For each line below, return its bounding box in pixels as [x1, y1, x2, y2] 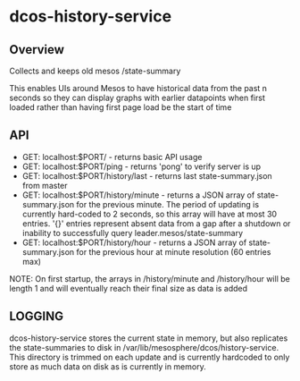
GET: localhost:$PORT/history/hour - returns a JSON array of [21, 237, 247, 248]
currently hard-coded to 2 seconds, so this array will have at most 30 [21, 208, 278, 219]
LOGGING [9, 309, 64, 324]
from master [21, 180, 69, 190]
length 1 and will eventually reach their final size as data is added [9, 283, 248, 293]
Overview [9, 42, 65, 57]
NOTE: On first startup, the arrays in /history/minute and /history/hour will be [9, 273, 290, 284]
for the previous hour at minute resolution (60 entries [76, 246, 271, 257]
